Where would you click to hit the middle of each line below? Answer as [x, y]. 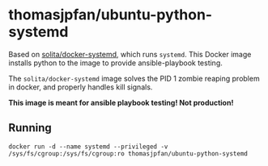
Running [30, 128]
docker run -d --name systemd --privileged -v [88, 147]
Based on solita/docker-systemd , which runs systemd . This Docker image [130, 54]
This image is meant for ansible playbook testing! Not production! [121, 102]
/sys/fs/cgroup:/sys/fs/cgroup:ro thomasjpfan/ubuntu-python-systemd [128, 154]
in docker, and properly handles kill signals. [81, 87]
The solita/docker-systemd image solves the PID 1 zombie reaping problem [134, 78]
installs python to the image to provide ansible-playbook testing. [115, 63]
